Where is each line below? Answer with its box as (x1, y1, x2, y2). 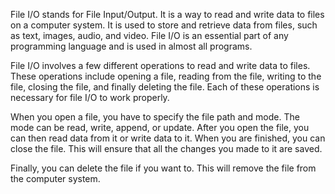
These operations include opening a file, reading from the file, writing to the (10, 70, 322, 82)
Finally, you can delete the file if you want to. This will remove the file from (10, 162, 317, 174)
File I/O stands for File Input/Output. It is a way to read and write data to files (10, 9, 325, 20)
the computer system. (10, 173, 101, 184)
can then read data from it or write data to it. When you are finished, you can (10, 132, 326, 144)
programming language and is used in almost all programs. (10, 40, 253, 52)
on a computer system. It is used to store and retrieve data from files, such (10, 19, 318, 31)
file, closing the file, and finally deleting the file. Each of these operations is (10, 81, 320, 93)
